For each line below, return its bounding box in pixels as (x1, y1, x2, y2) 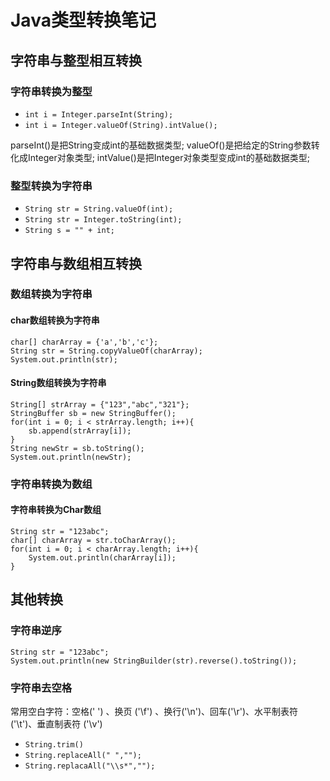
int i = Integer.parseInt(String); (24, 109, 174, 120)
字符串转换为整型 (10, 84, 93, 98)
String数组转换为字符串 (10, 377, 107, 389)
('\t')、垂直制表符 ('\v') (10, 718, 103, 730)
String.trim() (24, 740, 84, 750)
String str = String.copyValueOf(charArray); (10, 346, 203, 356)
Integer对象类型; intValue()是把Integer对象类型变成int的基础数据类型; (27, 151, 310, 163)
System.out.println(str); (10, 354, 118, 365)
